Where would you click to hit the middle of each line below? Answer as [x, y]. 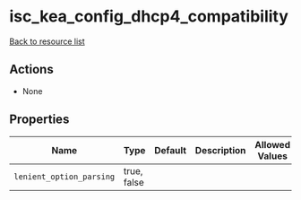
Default [170, 150]
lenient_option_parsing [64, 176]
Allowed [273, 144]
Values [273, 156]
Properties [39, 120]
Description [220, 150]
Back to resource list [47, 41]
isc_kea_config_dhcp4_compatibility [149, 17]
